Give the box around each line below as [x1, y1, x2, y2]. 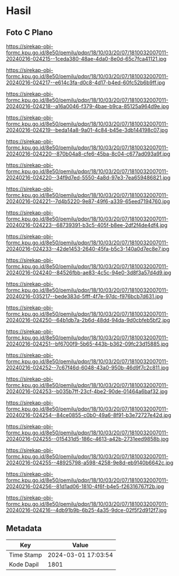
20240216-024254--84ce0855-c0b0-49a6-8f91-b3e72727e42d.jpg [6, 412, 171, 419]
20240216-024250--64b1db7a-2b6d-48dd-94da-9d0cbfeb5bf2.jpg [6, 317, 170, 323]
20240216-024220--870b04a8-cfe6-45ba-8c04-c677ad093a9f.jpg [6, 150, 171, 157]
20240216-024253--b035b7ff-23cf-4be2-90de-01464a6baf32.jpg [6, 388, 168, 395]
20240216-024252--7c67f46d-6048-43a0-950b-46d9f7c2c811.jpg [6, 364, 169, 371]
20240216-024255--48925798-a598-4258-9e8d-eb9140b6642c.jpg [6, 459, 174, 466]
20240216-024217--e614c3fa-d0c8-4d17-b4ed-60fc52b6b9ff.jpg [6, 79, 165, 86]
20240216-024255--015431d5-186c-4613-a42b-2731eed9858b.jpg [6, 436, 169, 442]
